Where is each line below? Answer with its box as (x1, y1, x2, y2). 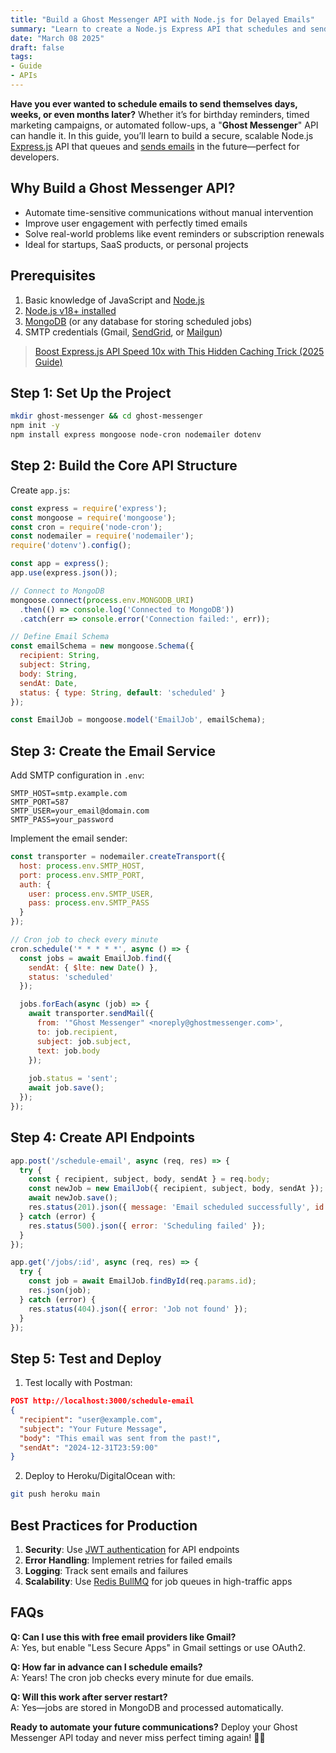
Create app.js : (10, 484, 70, 496)
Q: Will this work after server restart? (10, 1691, 168, 1703)
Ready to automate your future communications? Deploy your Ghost (10, 1721, 298, 1733)
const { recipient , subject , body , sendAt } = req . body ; (28, 1174, 271, 1185)
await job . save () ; (28, 1083, 105, 1093)
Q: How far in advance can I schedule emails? (10, 1661, 203, 1673)
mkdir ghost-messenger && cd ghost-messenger (10, 411, 203, 421)
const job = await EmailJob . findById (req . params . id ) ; (28, 1276, 257, 1286)
